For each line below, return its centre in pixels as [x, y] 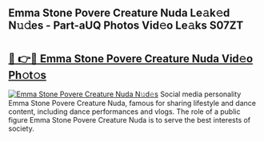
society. [21, 128]
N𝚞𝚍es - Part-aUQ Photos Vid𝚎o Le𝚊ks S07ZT [126, 26]
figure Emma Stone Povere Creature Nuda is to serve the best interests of [130, 120]
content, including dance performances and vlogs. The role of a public [124, 112]
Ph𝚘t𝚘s [27, 75]
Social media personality [200, 94]
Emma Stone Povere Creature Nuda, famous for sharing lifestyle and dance [132, 103]
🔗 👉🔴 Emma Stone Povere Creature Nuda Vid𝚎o [131, 59]
